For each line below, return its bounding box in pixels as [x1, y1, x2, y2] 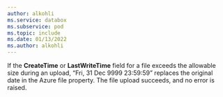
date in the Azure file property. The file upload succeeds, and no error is [7, 76, 215, 84]
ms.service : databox [7, 17, 68, 24]
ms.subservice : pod [7, 23, 64, 30]
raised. [7, 84, 27, 91]
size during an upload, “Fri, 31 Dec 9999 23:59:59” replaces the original [7, 69, 213, 77]
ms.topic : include [7, 29, 61, 37]
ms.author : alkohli [7, 42, 64, 49]
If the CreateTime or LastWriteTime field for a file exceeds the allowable [7, 62, 216, 69]
